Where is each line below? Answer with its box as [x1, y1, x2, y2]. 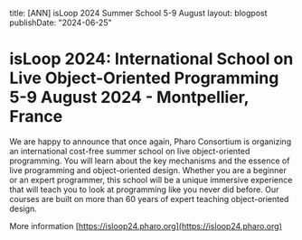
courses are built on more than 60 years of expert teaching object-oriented [9, 193, 289, 204]
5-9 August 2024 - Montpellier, [9, 88, 250, 107]
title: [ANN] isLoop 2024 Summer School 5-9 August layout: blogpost [9, 8, 268, 18]
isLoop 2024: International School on [9, 49, 294, 69]
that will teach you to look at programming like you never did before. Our [9, 184, 279, 195]
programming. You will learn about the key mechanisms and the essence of [9, 155, 290, 166]
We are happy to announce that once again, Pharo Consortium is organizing [9, 135, 292, 147]
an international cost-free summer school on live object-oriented [9, 145, 250, 156]
